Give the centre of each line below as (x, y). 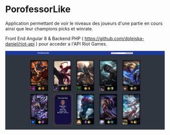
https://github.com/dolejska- (114, 38)
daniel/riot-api (20, 43)
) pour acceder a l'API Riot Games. (71, 43)
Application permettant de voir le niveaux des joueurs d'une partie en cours (84, 23)
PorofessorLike (38, 9)
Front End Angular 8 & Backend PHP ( (44, 38)
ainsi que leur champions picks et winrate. (49, 28)
